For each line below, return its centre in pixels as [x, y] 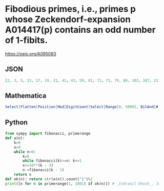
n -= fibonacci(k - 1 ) [43, 170]
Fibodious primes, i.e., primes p [70, 9]
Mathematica [26, 96]
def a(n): [15, 138]
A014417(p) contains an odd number [81, 30]
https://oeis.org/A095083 [31, 54]
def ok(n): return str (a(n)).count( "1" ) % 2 [49, 179]
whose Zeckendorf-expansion [68, 19]
